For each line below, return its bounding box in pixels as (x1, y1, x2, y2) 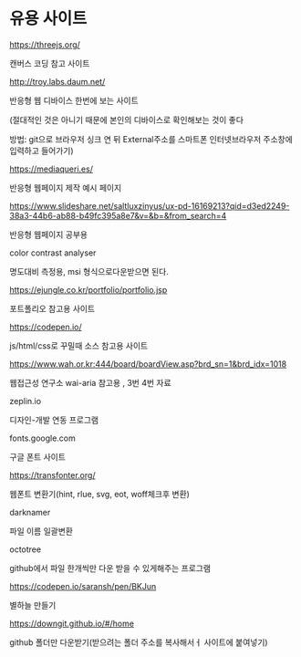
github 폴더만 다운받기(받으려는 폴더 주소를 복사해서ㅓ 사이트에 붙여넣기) (9, 636, 268, 648)
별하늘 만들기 (9, 600, 57, 610)
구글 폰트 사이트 (9, 451, 67, 462)
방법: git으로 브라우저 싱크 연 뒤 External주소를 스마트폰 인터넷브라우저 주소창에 (9, 133, 294, 144)
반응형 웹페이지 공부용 (9, 229, 88, 240)
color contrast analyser (9, 247, 97, 258)
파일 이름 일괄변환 (9, 526, 73, 537)
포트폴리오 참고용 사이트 (9, 303, 96, 314)
